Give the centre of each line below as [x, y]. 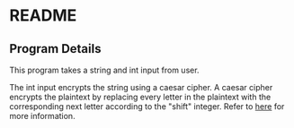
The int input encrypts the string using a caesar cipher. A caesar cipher [141, 87]
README [43, 16]
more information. [42, 116]
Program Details [55, 49]
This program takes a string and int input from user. [104, 70]
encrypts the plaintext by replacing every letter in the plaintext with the [140, 97]
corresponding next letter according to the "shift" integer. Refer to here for [147, 107]
